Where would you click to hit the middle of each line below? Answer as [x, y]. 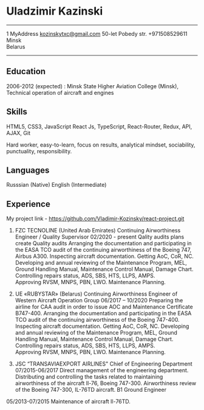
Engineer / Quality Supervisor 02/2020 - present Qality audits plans [100, 237]
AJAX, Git [18, 133]
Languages [28, 170]
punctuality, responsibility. [39, 151]
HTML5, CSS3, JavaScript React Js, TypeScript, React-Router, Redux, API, [99, 127]
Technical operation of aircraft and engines [60, 92]
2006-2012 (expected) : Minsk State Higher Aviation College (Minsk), [93, 86]
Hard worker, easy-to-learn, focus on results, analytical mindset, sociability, [101, 145]
